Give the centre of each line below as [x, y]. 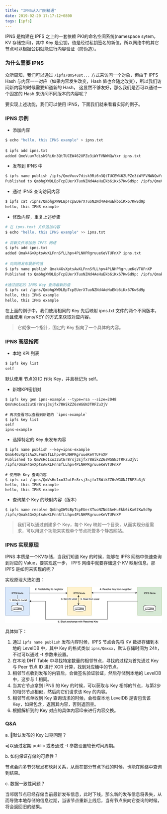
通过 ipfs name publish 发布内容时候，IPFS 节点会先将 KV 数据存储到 [83, 642]
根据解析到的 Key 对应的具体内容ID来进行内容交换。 [65, 710]
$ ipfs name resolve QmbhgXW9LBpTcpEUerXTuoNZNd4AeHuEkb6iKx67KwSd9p [79, 510]
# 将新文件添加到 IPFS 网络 [31, 243]
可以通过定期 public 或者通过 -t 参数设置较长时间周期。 [61, 745]
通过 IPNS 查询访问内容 [36, 191]
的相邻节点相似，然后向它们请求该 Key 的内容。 [61, 691]
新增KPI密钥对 [27, 390]
